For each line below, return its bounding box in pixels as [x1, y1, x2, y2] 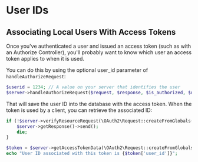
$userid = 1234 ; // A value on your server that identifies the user [6, 84, 181, 90]
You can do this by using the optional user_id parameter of [6, 67, 148, 74]
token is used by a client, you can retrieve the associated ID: [6, 107, 153, 114]
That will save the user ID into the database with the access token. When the [6, 100, 192, 107]
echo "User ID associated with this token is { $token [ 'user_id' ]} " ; [6, 151, 178, 157]
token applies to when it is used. [6, 55, 84, 62]
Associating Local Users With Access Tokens [6, 27, 176, 37]
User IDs [6, 4, 49, 17]
